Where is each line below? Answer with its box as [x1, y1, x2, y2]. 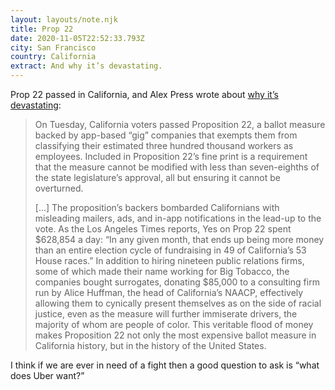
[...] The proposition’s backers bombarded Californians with [34, 202, 280, 213]
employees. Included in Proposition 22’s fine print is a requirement [34, 151, 308, 162]
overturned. [34, 182, 84, 194]
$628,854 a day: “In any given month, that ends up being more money [34, 234, 325, 245]
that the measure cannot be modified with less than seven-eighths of [34, 161, 320, 173]
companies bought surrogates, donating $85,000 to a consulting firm [34, 276, 320, 288]
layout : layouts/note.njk [10, 14, 118, 25]
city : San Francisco [10, 42, 97, 53]
